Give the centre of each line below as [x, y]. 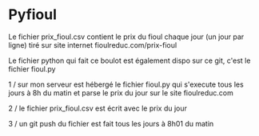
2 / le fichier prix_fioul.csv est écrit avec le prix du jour [98, 108]
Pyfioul [33, 15]
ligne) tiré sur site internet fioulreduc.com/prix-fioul [93, 45]
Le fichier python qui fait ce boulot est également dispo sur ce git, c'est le [129, 60]
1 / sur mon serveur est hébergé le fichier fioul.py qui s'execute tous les [126, 84]
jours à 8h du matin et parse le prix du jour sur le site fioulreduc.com [121, 92]
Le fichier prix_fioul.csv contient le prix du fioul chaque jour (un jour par [126, 37]
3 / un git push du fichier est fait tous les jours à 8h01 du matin [111, 123]
